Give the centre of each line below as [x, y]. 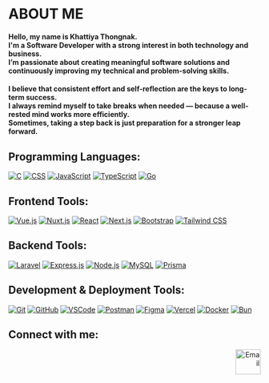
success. [42, 98]
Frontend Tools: [48, 201]
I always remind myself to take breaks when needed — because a [119, 106]
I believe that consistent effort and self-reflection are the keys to [118, 89]
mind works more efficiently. [80, 115]
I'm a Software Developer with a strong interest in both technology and [128, 45]
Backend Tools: [48, 246]
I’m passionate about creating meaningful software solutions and [119, 62]
